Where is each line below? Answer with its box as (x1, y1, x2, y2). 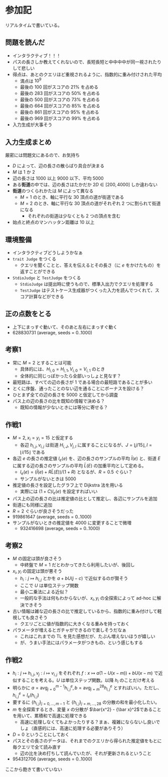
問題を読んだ (5, 38, 45, 47)
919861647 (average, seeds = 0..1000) (12, 514, 92, 520)
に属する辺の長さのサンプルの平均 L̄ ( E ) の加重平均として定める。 (12, 462, 146, 468)
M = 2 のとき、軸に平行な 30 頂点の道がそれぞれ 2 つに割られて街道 (20, 200, 161, 206)
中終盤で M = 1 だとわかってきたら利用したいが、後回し (20, 562, 135, 568)
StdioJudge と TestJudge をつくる (12, 275, 81, 281)
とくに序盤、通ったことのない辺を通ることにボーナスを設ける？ (12, 385, 144, 392)
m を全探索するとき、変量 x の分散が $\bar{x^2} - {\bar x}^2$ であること (12, 706, 161, 712)
